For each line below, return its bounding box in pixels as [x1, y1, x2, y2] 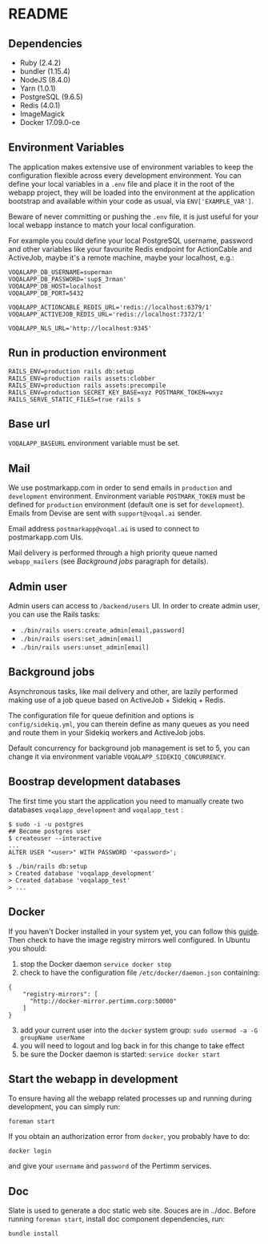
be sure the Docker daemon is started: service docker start [19, 1049, 221, 1059]
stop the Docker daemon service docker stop [19, 959, 172, 968]
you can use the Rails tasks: [8, 610, 101, 620]
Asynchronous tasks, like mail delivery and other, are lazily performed [8, 686, 238, 696]
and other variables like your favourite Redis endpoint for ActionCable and [8, 244, 252, 253]
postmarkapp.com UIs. [8, 532, 84, 542]
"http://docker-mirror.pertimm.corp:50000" [29, 997, 178, 1005]
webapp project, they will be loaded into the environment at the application [8, 188, 255, 197]
